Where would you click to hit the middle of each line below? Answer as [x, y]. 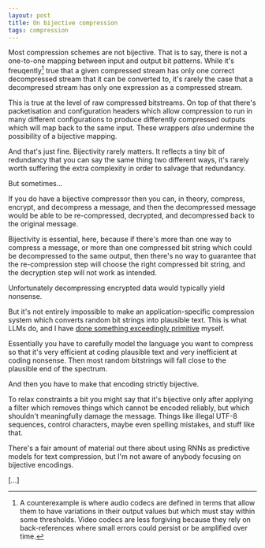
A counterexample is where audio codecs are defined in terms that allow [137, 503]
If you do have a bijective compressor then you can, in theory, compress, [127, 199]
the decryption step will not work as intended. [83, 273]
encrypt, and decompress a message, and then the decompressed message [132, 207]
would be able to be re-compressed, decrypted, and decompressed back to [131, 216]
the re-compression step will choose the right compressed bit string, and [127, 264]
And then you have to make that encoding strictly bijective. [104, 384]
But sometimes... [35, 184]
